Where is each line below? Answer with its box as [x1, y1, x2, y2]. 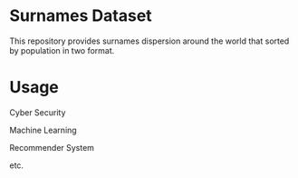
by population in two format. [9, 44, 115, 55]
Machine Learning [9, 124, 77, 135]
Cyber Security [9, 106, 66, 118]
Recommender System [9, 142, 95, 153]
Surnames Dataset [9, 5, 152, 26]
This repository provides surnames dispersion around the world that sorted [9, 35, 290, 46]
